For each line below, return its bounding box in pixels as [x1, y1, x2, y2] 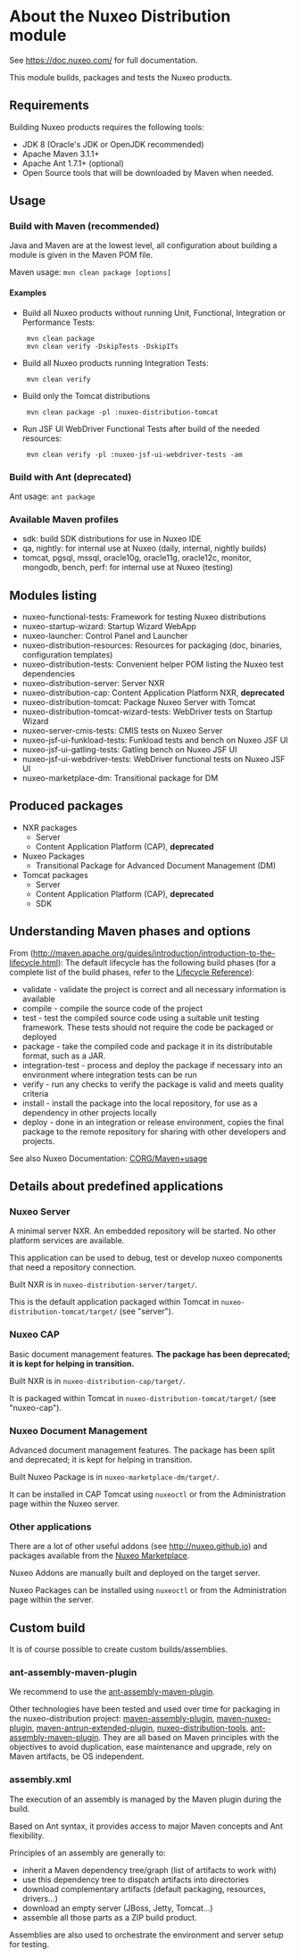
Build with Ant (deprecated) [9, 470, 132, 483]
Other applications [9, 1520, 92, 1532]
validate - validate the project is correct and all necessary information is [21, 983, 287, 994]
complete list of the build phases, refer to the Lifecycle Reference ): [9, 967, 254, 977]
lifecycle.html [9, 957, 59, 967]
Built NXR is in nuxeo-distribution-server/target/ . [9, 1279, 198, 1290]
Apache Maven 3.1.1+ [21, 148, 100, 159]
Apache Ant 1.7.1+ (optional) [21, 158, 125, 169]
